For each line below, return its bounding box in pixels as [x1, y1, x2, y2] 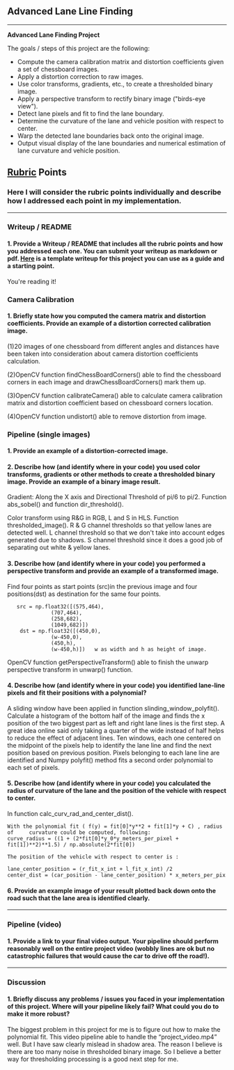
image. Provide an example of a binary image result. [7, 477, 161, 486]
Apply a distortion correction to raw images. [17, 72, 144, 81]
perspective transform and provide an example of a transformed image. [7, 567, 219, 575]
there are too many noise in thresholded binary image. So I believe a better [7, 1047, 221, 1055]
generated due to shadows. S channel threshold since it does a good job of [7, 536, 223, 544]
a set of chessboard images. [17, 65, 100, 73]
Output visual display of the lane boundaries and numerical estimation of [17, 139, 226, 147]
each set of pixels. [7, 763, 61, 771]
